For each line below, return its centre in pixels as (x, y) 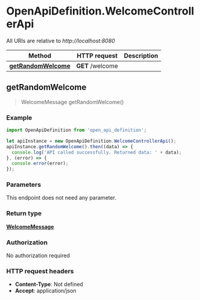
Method (40, 56)
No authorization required (38, 256)
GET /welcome (97, 66)
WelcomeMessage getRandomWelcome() (72, 102)
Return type (24, 214)
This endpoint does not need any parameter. (61, 198)
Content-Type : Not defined (49, 284)
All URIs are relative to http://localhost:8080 (61, 41)
